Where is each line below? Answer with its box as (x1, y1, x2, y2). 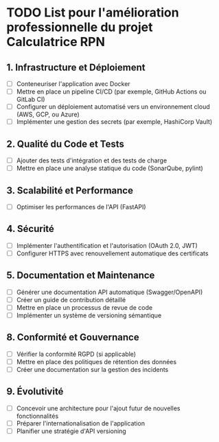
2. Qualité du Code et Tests (6, 138, 125, 149)
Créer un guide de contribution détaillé (16, 295, 126, 304)
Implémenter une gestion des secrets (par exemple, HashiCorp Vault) (16, 118, 213, 126)
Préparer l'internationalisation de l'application (16, 419, 146, 428)
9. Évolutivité (6, 386, 64, 397)
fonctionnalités (16, 412, 59, 420)
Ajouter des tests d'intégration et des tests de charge (16, 156, 168, 165)
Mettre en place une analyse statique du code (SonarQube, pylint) (16, 164, 203, 173)
